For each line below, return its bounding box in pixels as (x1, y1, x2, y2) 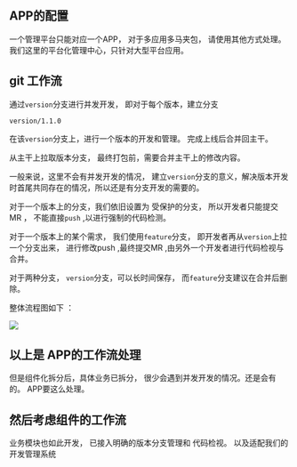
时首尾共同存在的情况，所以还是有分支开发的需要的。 (9, 181, 205, 193)
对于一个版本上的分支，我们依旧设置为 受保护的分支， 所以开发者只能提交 (9, 201, 278, 212)
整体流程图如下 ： (9, 302, 74, 313)
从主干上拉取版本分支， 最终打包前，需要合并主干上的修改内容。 (9, 152, 245, 163)
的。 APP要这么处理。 (9, 383, 90, 394)
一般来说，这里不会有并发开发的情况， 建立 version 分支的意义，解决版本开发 (9, 171, 289, 181)
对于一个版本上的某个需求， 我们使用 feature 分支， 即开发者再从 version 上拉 (9, 230, 288, 242)
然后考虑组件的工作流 (9, 412, 126, 427)
